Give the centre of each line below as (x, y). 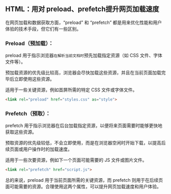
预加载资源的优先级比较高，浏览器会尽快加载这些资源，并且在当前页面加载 (83, 72)
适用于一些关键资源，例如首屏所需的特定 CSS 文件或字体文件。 (71, 90)
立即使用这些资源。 (34, 79)
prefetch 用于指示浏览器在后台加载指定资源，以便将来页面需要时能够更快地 (84, 126)
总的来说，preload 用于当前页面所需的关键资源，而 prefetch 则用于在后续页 (84, 180)
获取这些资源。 (21, 132)
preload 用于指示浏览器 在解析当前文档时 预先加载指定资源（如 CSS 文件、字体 (84, 56)
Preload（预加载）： (30, 43)
